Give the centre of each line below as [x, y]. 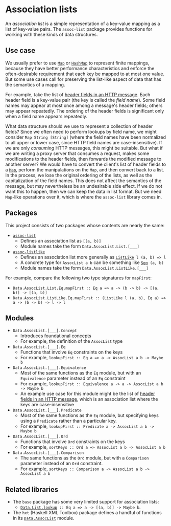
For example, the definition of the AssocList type [71, 341]
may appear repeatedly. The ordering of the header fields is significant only [85, 111]
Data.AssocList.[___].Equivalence [49, 368]
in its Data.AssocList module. [43, 518]
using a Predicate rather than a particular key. [69, 421]
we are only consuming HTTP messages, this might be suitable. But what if [84, 148]
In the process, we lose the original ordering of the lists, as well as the [79, 175]
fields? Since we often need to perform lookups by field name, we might [81, 131]
